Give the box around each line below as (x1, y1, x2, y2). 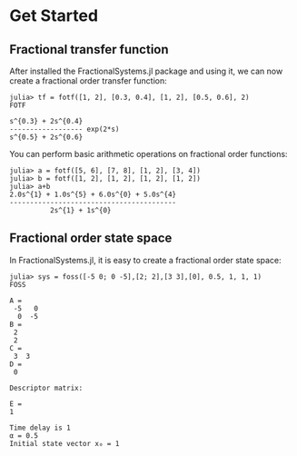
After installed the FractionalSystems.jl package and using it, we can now (9, 65, 283, 76)
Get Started (9, 5, 98, 26)
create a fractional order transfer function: (9, 75, 167, 86)
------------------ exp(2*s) (9, 124, 120, 134)
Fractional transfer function (9, 42, 170, 57)
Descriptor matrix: (9, 383, 84, 392)
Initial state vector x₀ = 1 (9, 439, 120, 448)
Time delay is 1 (9, 423, 71, 432)
